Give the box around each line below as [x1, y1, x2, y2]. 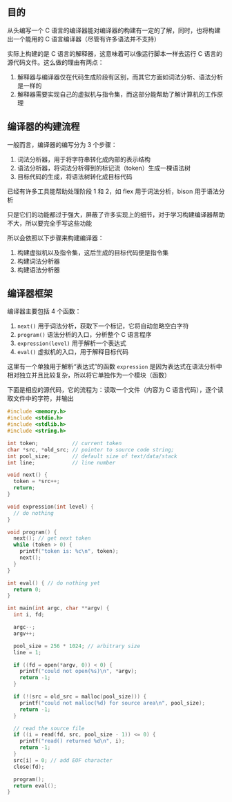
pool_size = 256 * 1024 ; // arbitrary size [13, 643, 140, 649]
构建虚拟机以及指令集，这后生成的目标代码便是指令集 [17, 248, 169, 257]
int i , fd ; [13, 612, 45, 618]
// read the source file [13, 725, 85, 732]
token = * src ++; [13, 478, 60, 485]
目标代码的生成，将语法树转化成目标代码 [17, 172, 133, 181]
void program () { [7, 529, 57, 536]
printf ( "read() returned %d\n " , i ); [19, 738, 126, 745]
